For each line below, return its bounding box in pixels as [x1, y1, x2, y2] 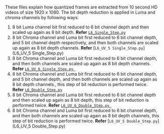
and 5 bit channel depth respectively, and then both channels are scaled [12, 40, 159, 46]
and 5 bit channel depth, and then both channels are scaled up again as [12, 76, 158, 82]
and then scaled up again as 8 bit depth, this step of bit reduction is [12, 97, 149, 103]
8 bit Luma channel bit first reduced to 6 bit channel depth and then [12, 24, 149, 30]
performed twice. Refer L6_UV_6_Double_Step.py [12, 103, 109, 108]
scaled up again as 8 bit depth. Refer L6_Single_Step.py [12, 29, 126, 35]
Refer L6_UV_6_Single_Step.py [12, 66, 74, 72]
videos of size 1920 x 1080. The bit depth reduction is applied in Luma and [5, 9, 156, 15]
